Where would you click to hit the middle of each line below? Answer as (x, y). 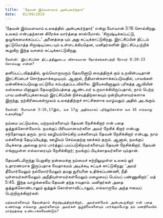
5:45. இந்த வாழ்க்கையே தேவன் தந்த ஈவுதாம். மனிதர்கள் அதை (64, 182)
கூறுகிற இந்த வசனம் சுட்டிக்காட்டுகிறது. (41, 50)
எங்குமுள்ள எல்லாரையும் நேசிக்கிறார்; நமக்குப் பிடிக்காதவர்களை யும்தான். (72, 150)
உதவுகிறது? (14, 114)
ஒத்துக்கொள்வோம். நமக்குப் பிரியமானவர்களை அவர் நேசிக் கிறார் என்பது (72, 128)
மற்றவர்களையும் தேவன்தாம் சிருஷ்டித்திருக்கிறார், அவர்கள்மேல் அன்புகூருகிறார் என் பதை (79, 202)
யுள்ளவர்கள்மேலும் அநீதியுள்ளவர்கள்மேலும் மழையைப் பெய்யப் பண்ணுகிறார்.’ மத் (81, 176)
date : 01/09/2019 (25, 14)
